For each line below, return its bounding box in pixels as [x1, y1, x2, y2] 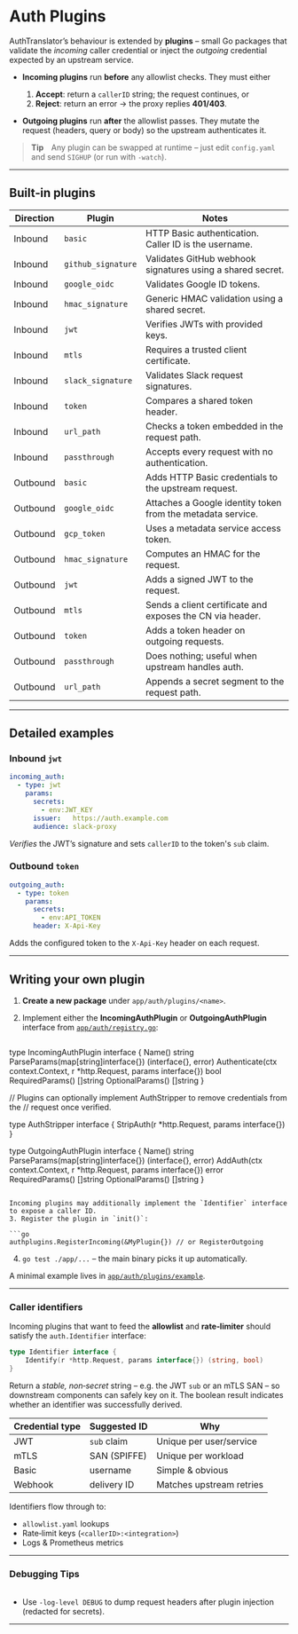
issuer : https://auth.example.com [32, 814, 169, 823]
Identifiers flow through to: [9, 1501, 106, 1512]
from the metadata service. [145, 508, 259, 520]
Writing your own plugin [9, 972, 145, 987]
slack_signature [64, 375, 133, 385]
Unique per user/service [156, 1435, 257, 1448]
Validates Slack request [145, 368, 244, 381]
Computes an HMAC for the [145, 548, 261, 560]
